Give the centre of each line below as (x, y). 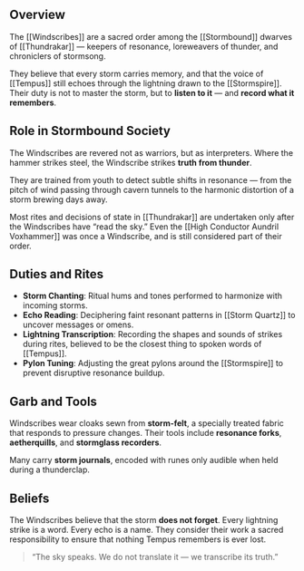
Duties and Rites (57, 274)
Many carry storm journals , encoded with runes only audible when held (144, 460)
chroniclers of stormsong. (58, 56)
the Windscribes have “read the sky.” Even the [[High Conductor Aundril (144, 227)
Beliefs (29, 498)
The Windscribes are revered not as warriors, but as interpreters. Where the (151, 152)
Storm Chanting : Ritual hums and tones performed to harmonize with (152, 296)
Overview (38, 15)
